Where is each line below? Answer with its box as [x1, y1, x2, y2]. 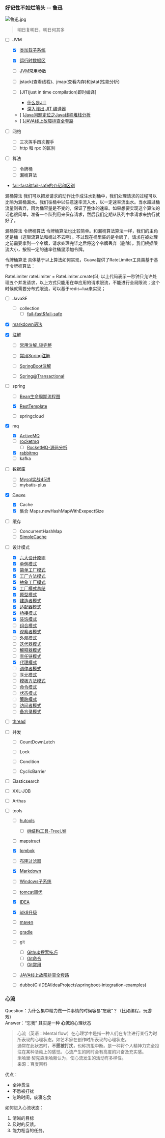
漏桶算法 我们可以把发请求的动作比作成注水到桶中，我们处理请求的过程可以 [5, 193, 157, 199]
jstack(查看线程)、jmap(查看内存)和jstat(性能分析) [19, 79, 120, 85]
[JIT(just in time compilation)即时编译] [19, 89, 97, 95]
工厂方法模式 [19, 573, 46, 579]
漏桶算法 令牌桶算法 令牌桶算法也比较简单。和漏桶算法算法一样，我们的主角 [5, 228, 158, 234]
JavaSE [12, 296, 28, 302]
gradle [19, 929, 33, 935]
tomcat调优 [19, 889, 43, 895]
